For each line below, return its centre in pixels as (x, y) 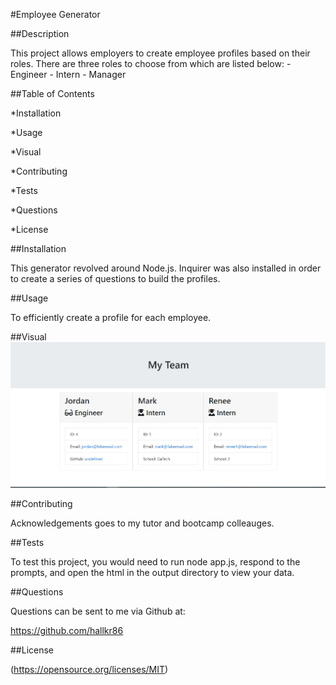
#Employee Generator (55, 14)
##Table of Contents (52, 93)
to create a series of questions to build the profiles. (115, 278)
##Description (40, 33)
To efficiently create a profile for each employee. (111, 317)
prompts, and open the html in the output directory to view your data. (152, 573)
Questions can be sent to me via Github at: (98, 611)
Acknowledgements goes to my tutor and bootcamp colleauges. (142, 523)
